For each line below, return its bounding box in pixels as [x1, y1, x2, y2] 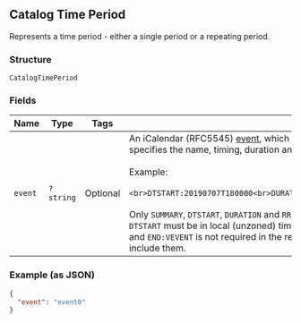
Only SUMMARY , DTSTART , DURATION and [128, 208, 280, 221]
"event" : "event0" [17, 297, 87, 307]
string [47, 192, 76, 203]
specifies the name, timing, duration [128, 143, 280, 156]
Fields [9, 94, 37, 106]
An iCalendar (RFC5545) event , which [128, 132, 289, 145]
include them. [128, 242, 186, 254]
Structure [9, 53, 52, 65]
